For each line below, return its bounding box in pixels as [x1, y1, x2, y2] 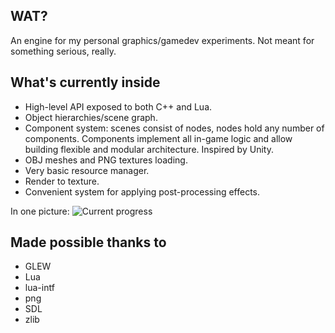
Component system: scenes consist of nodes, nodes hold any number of [24, 122, 325, 134]
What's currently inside [10, 74, 161, 91]
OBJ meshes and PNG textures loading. [24, 154, 188, 166]
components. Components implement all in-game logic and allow [24, 132, 293, 144]
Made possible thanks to [10, 234, 167, 251]
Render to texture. [24, 175, 100, 187]
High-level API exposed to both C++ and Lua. [24, 100, 213, 113]
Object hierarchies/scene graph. [24, 111, 158, 123]
